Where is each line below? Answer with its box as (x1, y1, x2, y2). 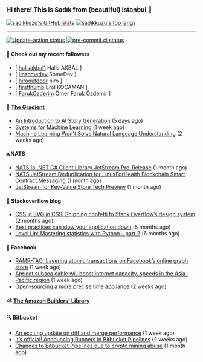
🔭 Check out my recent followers (6, 50, 90, 58)
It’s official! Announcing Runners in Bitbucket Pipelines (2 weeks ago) (14, 336, 188, 343)
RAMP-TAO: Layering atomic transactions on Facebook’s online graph (14, 257, 188, 265)
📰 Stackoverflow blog (6, 197, 62, 205)
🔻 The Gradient (6, 104, 45, 111)
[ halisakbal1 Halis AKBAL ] (14, 64, 82, 71)
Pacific (14, 277, 33, 284)
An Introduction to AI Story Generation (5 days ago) (14, 117, 143, 124)
